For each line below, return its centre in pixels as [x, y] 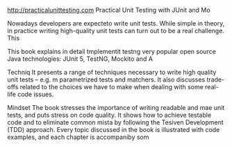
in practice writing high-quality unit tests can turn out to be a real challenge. [116, 31]
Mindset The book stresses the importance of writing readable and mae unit [116, 108]
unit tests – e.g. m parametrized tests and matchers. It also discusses [106, 80]
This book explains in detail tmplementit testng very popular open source [112, 52]
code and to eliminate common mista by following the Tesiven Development [115, 122]
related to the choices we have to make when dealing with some [111, 87]
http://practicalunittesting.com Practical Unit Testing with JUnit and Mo [109, 10]
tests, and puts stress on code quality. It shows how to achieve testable [109, 115]
